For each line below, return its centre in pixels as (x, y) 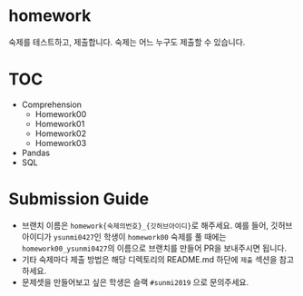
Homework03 (61, 143)
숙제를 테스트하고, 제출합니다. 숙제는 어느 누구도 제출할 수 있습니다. (127, 42)
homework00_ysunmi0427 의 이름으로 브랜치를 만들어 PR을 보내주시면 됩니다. (154, 248)
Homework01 (60, 123)
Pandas (36, 153)
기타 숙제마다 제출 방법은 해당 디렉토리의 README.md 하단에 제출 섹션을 (149, 259)
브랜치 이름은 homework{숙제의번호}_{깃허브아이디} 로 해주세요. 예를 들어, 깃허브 (157, 225)
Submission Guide (79, 199)
